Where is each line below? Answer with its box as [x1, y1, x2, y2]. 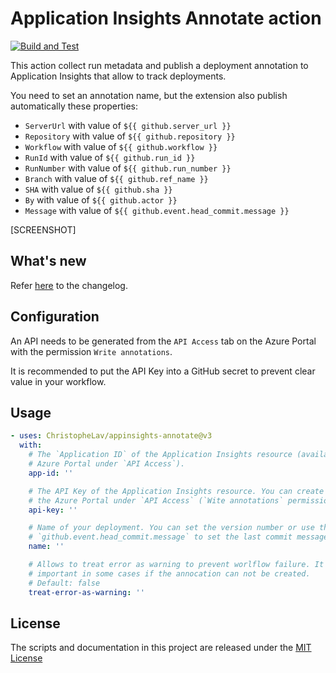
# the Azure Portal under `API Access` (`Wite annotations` [28, 495, 284, 506]
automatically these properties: [10, 100, 139, 112]
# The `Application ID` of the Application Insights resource [28, 450, 293, 460]
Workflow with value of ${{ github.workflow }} [24, 140, 218, 152]
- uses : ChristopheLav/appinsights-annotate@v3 [10, 431, 213, 441]
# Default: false [28, 578, 101, 588]
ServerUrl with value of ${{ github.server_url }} [24, 119, 232, 131]
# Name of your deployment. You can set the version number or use [28, 523, 315, 533]
